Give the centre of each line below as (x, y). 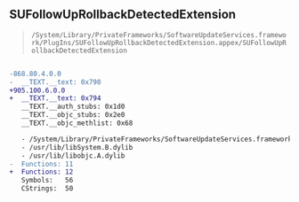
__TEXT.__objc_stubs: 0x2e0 (73, 115)
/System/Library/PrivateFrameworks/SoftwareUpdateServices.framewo (158, 35)
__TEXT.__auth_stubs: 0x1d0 (73, 107)
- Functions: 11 (41, 164)
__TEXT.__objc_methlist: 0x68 (77, 123)
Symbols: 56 (47, 181)
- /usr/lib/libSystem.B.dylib (77, 147)
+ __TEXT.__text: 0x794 (55, 98)
